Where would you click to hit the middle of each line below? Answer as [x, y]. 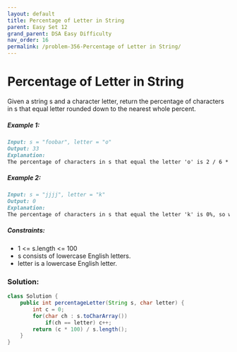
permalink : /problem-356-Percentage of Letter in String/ [94, 47]
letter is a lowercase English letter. [67, 263]
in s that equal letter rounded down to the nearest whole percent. [102, 108]
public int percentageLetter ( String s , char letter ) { [102, 303]
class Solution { [33, 297]
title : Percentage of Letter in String [66, 20]
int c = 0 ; [49, 309]
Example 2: [24, 178]
